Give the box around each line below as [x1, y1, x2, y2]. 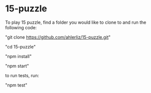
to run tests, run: [5, 72, 39, 78]
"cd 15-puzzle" [5, 44, 36, 49]
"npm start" [5, 63, 29, 69]
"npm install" [5, 53, 32, 59]
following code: [5, 24, 37, 30]
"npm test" [5, 82, 27, 88]
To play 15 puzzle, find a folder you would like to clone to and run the [5, 19, 147, 25]
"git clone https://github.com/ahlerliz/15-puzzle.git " [5, 34, 111, 40]
